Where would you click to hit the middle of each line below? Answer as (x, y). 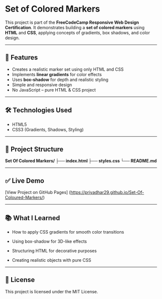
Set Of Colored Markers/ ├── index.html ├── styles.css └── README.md (81, 161)
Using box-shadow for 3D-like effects (49, 241)
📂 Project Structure (34, 149)
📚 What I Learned (33, 218)
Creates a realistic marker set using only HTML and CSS (68, 69)
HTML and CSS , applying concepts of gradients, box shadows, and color (78, 32)
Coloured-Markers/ (24, 198)
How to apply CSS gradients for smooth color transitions (68, 232)
